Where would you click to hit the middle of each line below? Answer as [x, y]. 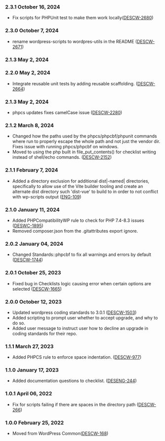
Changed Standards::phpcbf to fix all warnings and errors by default [82, 254]
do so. [19, 323]
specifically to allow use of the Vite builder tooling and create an [78, 186]
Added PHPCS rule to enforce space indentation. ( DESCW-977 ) [77, 357]
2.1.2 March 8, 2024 [30, 126]
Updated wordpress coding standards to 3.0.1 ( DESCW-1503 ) [74, 312]
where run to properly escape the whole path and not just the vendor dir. [86, 141]
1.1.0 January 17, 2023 [32, 370]
